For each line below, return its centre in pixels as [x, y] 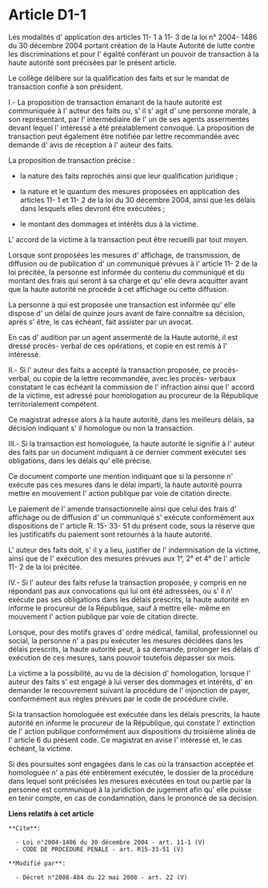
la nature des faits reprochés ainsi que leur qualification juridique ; [129, 176]
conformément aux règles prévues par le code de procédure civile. [118, 699]
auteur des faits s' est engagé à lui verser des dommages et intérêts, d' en [131, 681]
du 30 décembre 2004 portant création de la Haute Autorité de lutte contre [132, 45]
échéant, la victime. [41, 748]
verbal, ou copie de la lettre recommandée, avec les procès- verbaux [122, 378]
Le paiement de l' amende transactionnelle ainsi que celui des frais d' [123, 509]
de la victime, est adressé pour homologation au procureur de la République [133, 395]
